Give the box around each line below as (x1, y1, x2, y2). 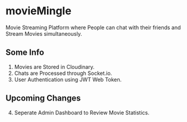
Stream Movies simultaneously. (5, 30, 83, 37)
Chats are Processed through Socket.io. (14, 70, 113, 77)
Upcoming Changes (5, 93, 81, 104)
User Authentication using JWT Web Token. (14, 76, 122, 83)
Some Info (5, 48, 45, 58)
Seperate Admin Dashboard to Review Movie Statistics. (14, 109, 149, 116)
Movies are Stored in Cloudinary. (14, 63, 95, 70)
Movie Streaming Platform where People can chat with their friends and (5, 24, 181, 31)
